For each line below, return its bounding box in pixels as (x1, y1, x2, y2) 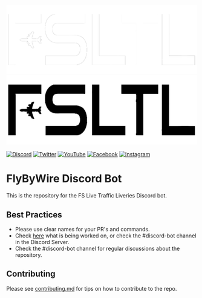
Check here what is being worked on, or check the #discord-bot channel (15, 232, 197, 239)
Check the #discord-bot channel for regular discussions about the (15, 245, 180, 252)
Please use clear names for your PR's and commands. (15, 225, 150, 233)
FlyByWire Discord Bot (6, 172, 122, 186)
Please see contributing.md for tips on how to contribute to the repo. (6, 285, 177, 292)
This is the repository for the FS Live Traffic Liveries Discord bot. (6, 192, 168, 199)
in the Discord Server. (15, 238, 70, 245)
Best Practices (6, 210, 62, 220)
